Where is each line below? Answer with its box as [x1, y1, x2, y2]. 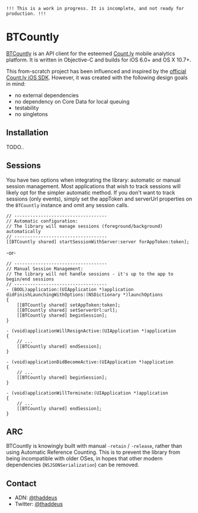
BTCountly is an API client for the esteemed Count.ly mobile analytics [6, 50, 175, 57]
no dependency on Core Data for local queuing [14, 98, 130, 105]
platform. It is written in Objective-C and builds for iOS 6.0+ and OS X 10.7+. [6, 56, 191, 63]
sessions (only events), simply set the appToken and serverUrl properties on [6, 195, 193, 202]
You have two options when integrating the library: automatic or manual [6, 176, 181, 183]
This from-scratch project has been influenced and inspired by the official [6, 67, 187, 75]
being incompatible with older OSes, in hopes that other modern [6, 455, 163, 462]
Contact [6, 478, 37, 488]
